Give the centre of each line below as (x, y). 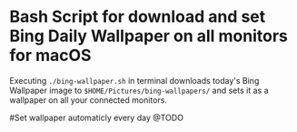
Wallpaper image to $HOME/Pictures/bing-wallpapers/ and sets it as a (139, 90)
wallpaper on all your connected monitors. (89, 100)
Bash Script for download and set (138, 17)
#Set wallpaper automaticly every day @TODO (97, 117)
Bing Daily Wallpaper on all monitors (148, 36)
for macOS (50, 56)
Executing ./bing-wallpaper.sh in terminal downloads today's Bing (134, 80)
